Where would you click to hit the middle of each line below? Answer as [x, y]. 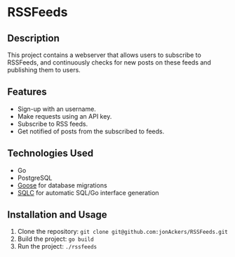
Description [33, 38]
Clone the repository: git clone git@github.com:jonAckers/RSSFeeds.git [122, 232]
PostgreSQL [35, 178]
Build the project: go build [55, 239]
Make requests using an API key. [65, 116]
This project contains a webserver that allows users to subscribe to [104, 55]
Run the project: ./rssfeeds [57, 246]
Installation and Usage [57, 215]
